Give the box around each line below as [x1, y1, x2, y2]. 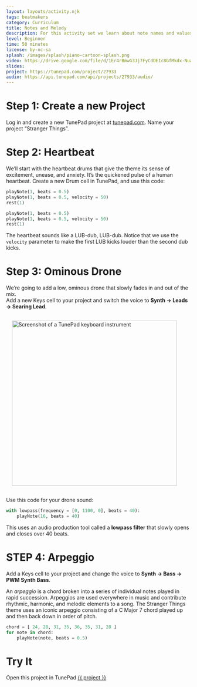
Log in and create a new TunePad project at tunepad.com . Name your [6, 119, 175, 126]
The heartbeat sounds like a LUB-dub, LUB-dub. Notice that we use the [6, 232, 179, 239]
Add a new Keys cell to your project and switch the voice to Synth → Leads [6, 297, 188, 304]
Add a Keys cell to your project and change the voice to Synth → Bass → [6, 570, 182, 577]
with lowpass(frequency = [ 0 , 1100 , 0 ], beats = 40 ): [6, 508, 141, 514]
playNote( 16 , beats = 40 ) [16, 513, 80, 520]
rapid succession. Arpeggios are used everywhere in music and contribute [6, 594, 186, 601]
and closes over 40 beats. [6, 530, 69, 537]
